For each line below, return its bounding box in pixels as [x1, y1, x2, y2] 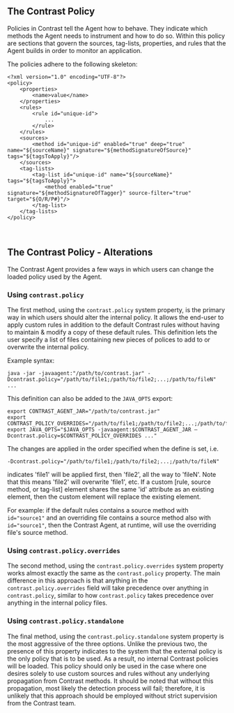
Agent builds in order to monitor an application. [7, 46, 143, 54]
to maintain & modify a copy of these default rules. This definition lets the [7, 328, 217, 336]
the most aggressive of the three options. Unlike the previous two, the [7, 639, 208, 648]
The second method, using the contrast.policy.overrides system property [7, 561, 224, 570]
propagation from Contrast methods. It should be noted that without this [7, 677, 214, 685]
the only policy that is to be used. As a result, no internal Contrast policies [7, 654, 219, 663]
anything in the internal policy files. [7, 598, 108, 607]
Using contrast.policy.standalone [7, 616, 124, 626]
